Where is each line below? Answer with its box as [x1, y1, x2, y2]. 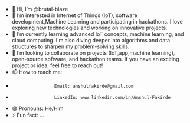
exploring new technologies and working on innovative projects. [11, 24, 168, 31]
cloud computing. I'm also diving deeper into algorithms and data [11, 37, 171, 44]
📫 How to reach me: [11, 68, 63, 75]
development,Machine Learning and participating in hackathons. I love [11, 18, 183, 25]
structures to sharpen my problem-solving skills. [11, 43, 130, 50]
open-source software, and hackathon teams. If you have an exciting [11, 56, 179, 62]
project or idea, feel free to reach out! [11, 62, 103, 69]
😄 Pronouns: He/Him [11, 105, 64, 112]
